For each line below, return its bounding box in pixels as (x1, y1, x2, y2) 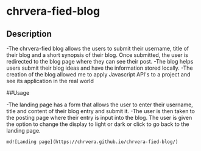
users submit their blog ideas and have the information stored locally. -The (6, 64, 193, 72)
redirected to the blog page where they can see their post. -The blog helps (6, 58, 194, 65)
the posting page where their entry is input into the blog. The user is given (6, 114, 192, 121)
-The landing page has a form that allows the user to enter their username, (6, 101, 193, 108)
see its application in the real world (6, 78, 94, 84)
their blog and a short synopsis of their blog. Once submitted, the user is (6, 51, 189, 59)
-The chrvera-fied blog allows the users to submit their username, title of (6, 45, 189, 52)
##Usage (6, 89, 30, 96)
